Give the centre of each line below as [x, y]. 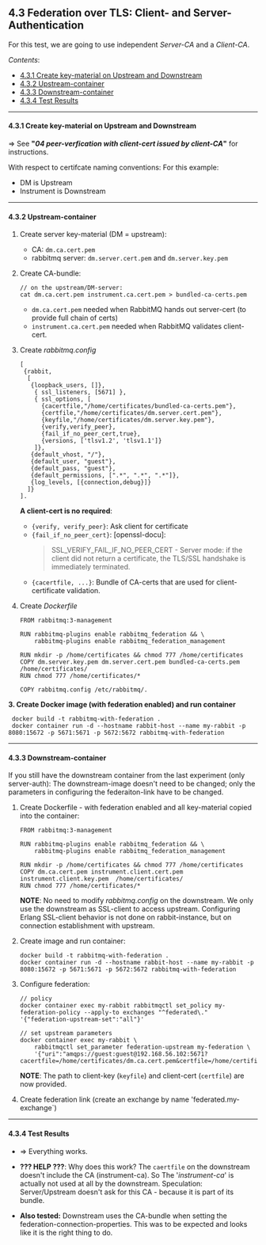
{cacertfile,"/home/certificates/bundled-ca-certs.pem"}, [139, 406]
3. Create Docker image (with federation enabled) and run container [122, 705]
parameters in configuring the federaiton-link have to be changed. [116, 792]
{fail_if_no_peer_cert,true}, [91, 434]
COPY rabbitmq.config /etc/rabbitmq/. [84, 690]
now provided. [43, 1084]
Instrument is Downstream [63, 191]
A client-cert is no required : [66, 511]
